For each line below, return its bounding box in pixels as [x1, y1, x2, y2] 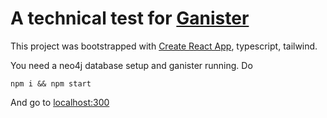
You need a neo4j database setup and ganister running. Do [10, 59, 253, 71]
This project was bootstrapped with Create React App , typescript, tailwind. [10, 40, 318, 52]
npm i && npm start [10, 78, 92, 89]
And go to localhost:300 [10, 96, 110, 108]
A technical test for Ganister [10, 7, 250, 30]
